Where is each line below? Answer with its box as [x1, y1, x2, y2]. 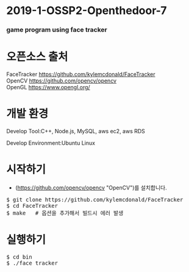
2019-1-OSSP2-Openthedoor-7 [6, 4, 167, 18]
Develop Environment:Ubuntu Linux [6, 139, 96, 147]
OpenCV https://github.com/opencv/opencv [6, 77, 117, 84]
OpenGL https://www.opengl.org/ [6, 84, 90, 91]
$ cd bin [6, 253, 32, 260]
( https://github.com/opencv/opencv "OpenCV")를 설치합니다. [15, 184, 168, 191]
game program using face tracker [6, 26, 108, 34]
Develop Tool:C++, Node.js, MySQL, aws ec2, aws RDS [6, 127, 145, 134]
